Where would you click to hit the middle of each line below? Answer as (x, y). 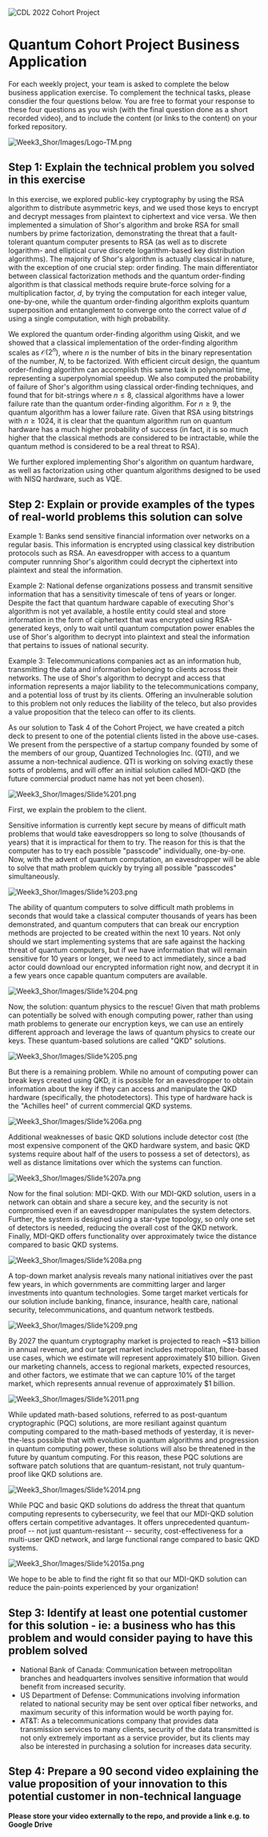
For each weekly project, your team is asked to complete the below (119, 83)
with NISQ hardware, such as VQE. (65, 479)
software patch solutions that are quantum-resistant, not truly (110, 1466)
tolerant (21, 241)
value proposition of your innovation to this (118, 1784)
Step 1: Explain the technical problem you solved (132, 167)
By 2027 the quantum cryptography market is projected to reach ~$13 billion (134, 1341)
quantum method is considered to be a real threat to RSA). (104, 447)
